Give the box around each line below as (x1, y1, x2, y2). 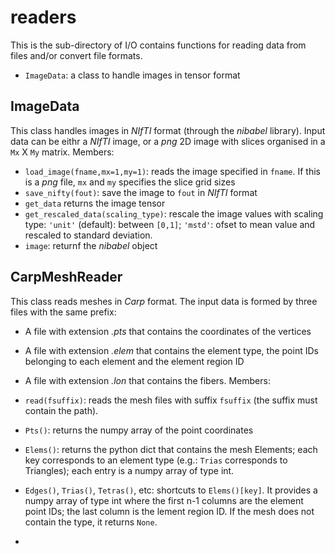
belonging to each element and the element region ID (24, 355, 245, 367)
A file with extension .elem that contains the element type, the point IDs (24, 344, 319, 356)
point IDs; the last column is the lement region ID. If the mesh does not (24, 505, 315, 517)
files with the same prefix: (10, 306, 117, 318)
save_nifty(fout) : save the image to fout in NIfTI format (24, 186, 258, 198)
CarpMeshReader (10, 269, 123, 286)
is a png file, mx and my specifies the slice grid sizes (24, 176, 236, 188)
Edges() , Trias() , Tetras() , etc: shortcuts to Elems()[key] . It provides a (24, 484, 318, 496)
